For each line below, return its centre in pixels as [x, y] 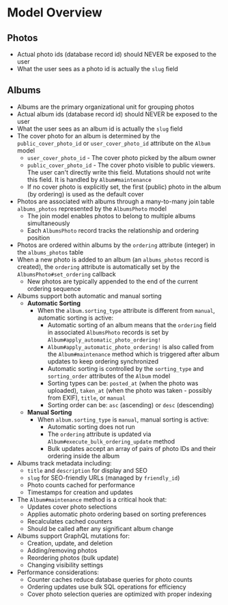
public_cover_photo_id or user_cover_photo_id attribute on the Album [114, 143]
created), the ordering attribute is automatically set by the [98, 267]
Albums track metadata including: [64, 463]
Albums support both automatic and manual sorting [89, 296]
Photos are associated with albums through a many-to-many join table [116, 201]
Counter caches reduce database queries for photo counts [110, 579]
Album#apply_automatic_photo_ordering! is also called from [131, 346]
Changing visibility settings [65, 565]
